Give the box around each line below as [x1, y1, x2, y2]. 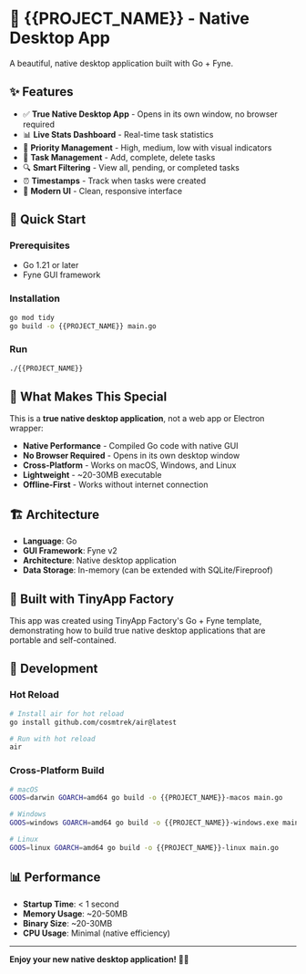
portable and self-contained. [9, 635, 117, 646]
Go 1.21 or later [22, 260, 79, 271]
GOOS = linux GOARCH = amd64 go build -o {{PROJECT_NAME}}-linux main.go [9, 843, 280, 852]
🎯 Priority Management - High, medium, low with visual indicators [22, 141, 272, 153]
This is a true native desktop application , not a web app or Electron [9, 413, 265, 424]
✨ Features [9, 84, 74, 99]
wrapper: [9, 423, 44, 434]
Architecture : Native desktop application [22, 555, 178, 566]
